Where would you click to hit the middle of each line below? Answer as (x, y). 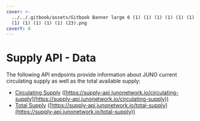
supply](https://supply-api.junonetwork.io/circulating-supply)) (92, 99)
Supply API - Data (51, 58)
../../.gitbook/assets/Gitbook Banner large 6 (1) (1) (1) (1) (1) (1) (103, 17)
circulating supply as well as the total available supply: (74, 81)
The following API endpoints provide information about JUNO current (92, 75)
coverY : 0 (19, 28)
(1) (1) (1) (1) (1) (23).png (49, 23)
